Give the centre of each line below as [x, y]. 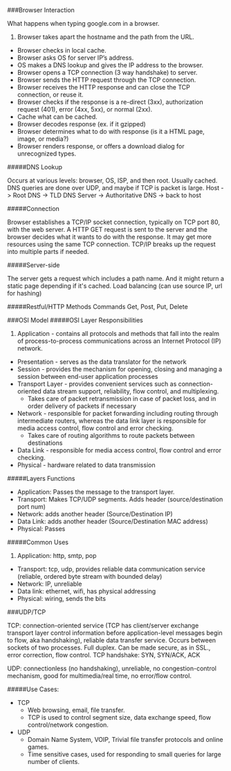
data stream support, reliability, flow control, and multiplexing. [131, 391]
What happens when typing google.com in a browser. [83, 23]
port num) [31, 507]
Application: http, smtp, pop [57, 556]
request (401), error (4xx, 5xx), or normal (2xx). [85, 109]
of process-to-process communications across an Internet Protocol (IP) [119, 341]
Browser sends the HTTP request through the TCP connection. [107, 80]
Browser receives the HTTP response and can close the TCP [103, 87]
